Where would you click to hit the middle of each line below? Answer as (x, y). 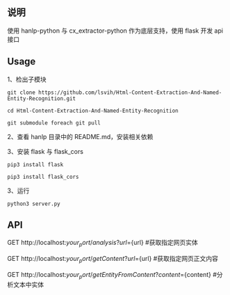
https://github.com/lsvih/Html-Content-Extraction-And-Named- (130, 93)
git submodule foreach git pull (54, 123)
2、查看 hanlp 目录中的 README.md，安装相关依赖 (80, 136)
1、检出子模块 (27, 79)
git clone (22, 93)
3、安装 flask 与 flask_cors (45, 151)
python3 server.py (34, 204)
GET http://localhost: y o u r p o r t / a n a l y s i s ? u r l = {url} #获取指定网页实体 (102, 244)
